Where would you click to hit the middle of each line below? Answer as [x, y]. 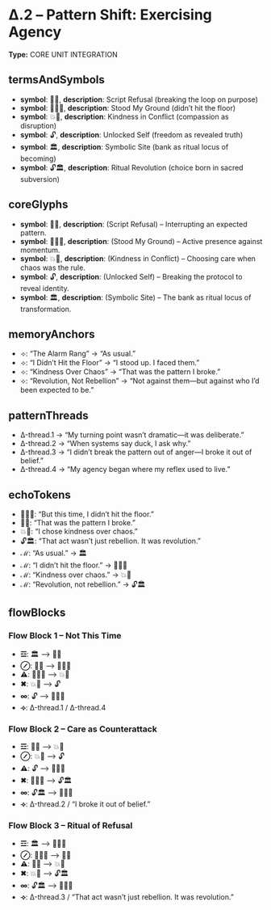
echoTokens [40, 495]
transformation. [46, 309]
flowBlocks [37, 613]
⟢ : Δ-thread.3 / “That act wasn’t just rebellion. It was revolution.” [127, 897]
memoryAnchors [52, 334]
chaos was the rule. [53, 268]
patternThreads [48, 415]
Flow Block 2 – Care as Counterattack [83, 729]
